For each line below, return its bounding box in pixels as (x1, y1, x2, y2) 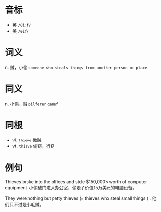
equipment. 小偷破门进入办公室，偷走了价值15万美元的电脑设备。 (5, 184, 137, 190)
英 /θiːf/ (12, 22, 31, 28)
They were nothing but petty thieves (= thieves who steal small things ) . (5, 195, 151, 201)
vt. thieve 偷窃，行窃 (12, 143, 55, 149)
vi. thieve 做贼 (12, 137, 42, 143)
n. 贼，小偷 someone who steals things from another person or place (5, 64, 147, 70)
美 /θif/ (12, 28, 29, 34)
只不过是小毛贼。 (9, 201, 44, 207)
